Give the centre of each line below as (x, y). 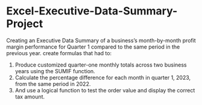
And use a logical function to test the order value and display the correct (105, 90)
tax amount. (30, 97)
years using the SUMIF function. (55, 71)
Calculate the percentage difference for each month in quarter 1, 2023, (103, 77)
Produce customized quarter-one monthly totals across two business (101, 65)
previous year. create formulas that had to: (59, 53)
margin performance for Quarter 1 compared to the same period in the (93, 47)
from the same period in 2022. (53, 84)
